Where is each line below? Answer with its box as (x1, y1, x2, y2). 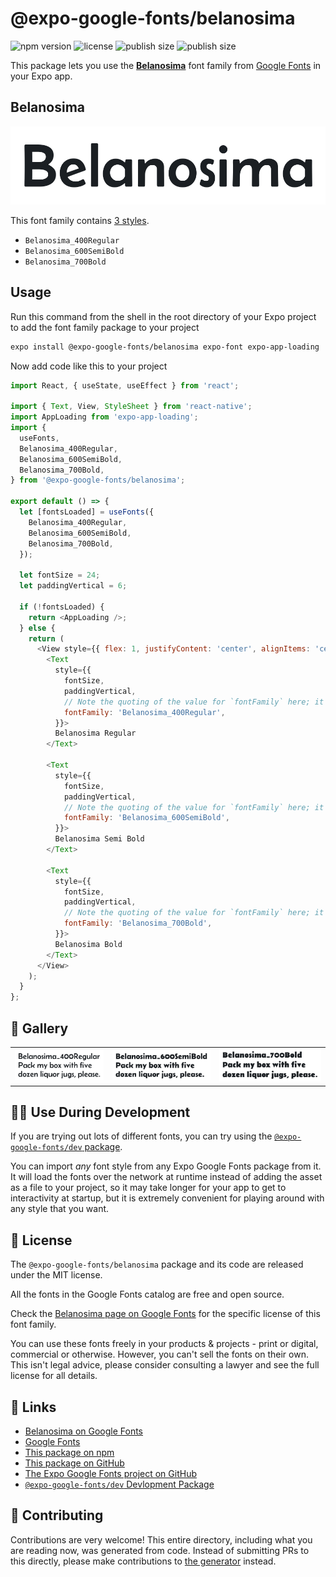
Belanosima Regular (54, 728, 137, 739)
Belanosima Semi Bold (54, 834, 145, 844)
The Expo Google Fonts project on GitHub (24, 1468, 197, 1480)
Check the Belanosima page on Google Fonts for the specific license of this (10, 1308, 321, 1320)
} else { (19, 623, 56, 633)
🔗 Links (10, 1398, 57, 1416)
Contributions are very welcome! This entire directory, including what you (10, 1533, 313, 1546)
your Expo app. (10, 70, 73, 82)
